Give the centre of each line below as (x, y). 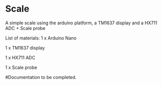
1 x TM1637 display (25, 48)
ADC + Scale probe (25, 28)
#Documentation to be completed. (41, 77)
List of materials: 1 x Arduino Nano (41, 38)
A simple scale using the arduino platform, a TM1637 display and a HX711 (81, 23)
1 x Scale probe (21, 67)
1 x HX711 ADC (20, 57)
